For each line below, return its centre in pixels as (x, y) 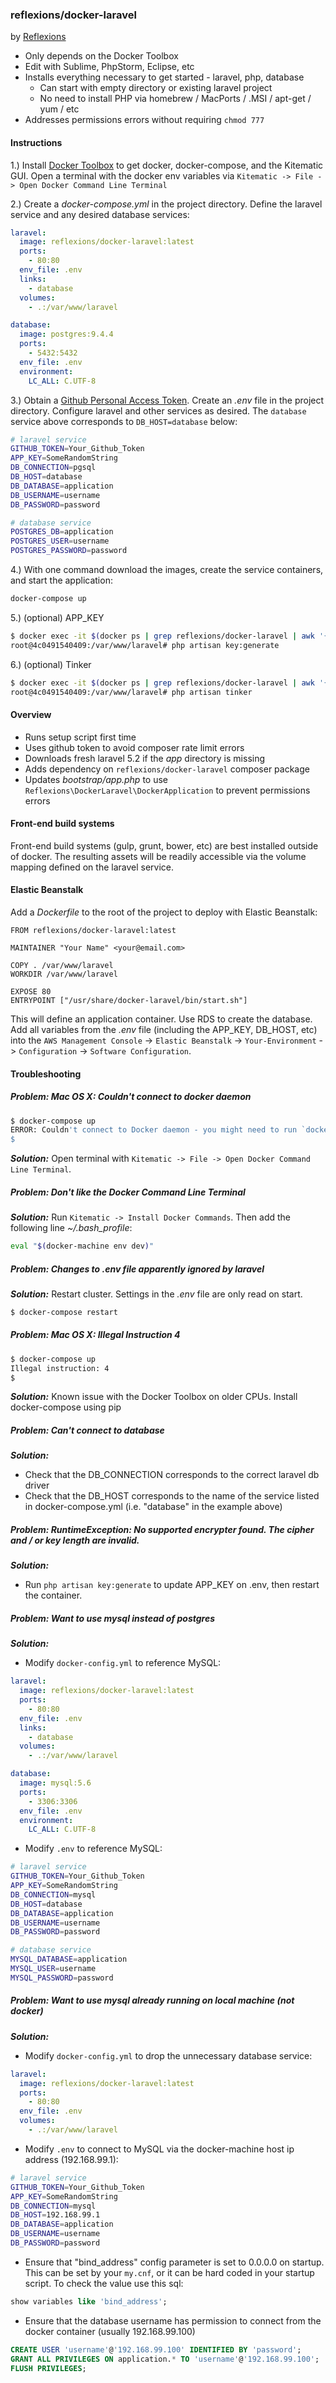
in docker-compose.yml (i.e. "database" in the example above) (153, 1507)
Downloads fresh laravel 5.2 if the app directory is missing (145, 758)
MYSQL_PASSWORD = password (62, 1978)
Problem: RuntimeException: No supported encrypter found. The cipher (162, 1530)
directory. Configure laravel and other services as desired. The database (158, 410)
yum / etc (59, 109)
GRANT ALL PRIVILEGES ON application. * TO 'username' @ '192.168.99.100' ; (165, 2359)
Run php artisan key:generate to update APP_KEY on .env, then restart (172, 1585)
